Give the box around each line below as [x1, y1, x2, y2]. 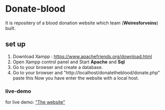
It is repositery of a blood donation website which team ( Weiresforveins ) [5, 20, 159, 26]
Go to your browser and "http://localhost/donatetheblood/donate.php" [12, 69, 160, 76]
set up [5, 40, 26, 49]
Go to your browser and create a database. [12, 64, 103, 70]
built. [5, 25, 16, 31]
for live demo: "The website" [5, 99, 65, 105]
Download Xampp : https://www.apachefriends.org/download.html [12, 53, 152, 59]
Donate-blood [5, 3, 66, 15]
